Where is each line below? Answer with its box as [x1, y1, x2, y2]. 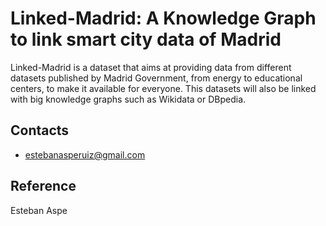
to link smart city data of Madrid [10, 28, 282, 51]
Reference [10, 178, 77, 195]
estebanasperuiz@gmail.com [24, 148, 146, 161]
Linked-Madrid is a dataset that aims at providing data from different [10, 61, 292, 73]
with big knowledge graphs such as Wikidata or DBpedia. [10, 93, 247, 105]
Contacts [10, 122, 70, 139]
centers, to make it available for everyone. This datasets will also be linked [10, 82, 317, 94]
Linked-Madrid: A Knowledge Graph [10, 7, 317, 30]
